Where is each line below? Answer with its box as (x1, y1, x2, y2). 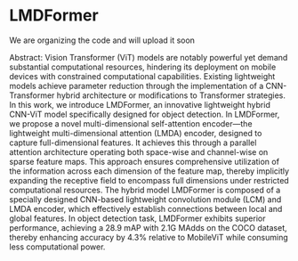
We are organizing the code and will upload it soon (9, 35, 196, 45)
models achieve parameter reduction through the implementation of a (9, 80, 264, 91)
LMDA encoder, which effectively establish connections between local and (9, 203, 283, 214)
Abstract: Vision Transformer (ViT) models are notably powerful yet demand (9, 52, 288, 62)
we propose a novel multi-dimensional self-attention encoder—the (9, 118, 253, 129)
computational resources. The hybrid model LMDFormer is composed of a (9, 184, 281, 195)
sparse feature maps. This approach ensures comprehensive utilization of (9, 156, 280, 167)
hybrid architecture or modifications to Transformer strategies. (56, 90, 286, 101)
